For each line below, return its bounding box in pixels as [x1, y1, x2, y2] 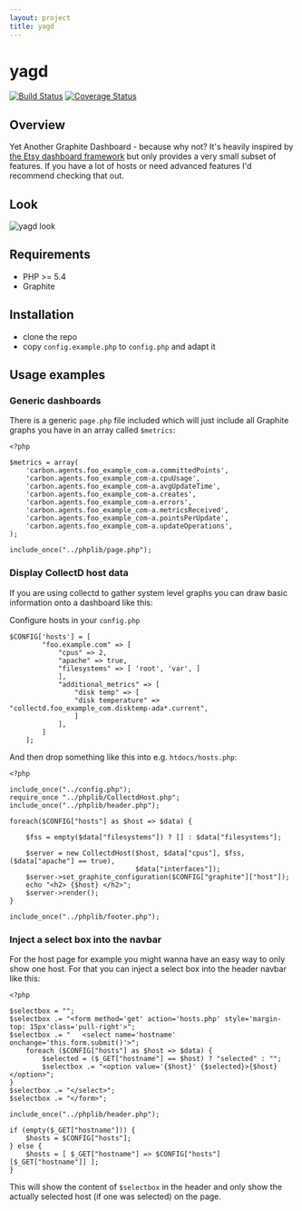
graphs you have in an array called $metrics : [9, 424, 176, 436]
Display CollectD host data [9, 567, 129, 580]
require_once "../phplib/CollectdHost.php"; [9, 792, 180, 802]
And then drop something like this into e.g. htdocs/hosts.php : [9, 751, 238, 762]
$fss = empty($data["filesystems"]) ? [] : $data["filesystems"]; [25, 832, 282, 841]
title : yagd [9, 22, 54, 31]
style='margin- [224, 1014, 282, 1023]
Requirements [9, 247, 91, 263]
